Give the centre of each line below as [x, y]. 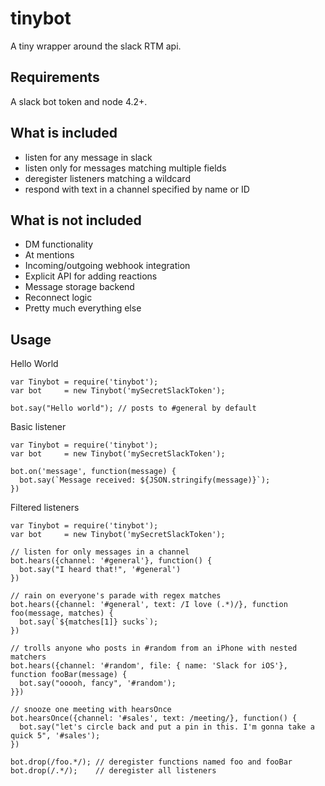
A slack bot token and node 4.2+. [79, 101]
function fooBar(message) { [69, 675]
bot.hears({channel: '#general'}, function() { [111, 561]
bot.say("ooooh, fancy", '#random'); [98, 683]
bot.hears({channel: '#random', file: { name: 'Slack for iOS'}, [149, 666]
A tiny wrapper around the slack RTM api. [96, 46]
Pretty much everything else [83, 308]
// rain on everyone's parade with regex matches [116, 596]
